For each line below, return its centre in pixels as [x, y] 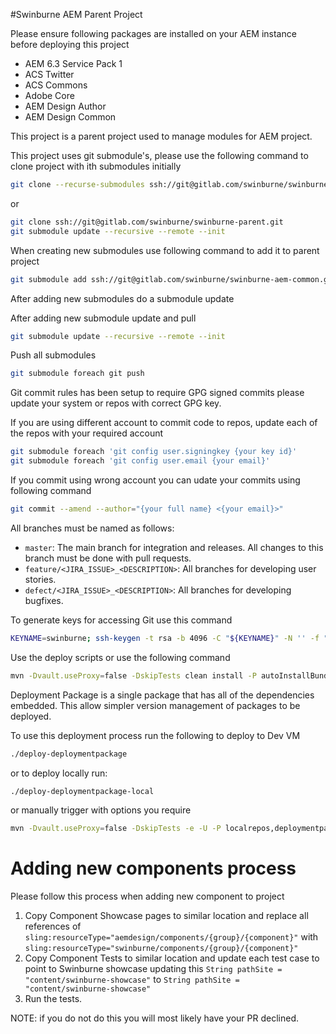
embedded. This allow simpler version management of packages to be [155, 705]
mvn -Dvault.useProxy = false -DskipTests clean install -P [133, 675]
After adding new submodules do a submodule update [122, 298]
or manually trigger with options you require [101, 810]
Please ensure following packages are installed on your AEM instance [153, 33]
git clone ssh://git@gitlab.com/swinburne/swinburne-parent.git [147, 222]
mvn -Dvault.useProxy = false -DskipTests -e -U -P [116, 829]
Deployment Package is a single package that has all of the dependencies [162, 695]
